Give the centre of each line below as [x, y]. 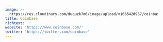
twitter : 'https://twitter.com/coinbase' [48, 32]
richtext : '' [18, 23]
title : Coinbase [21, 18]
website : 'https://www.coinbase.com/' [44, 28]
